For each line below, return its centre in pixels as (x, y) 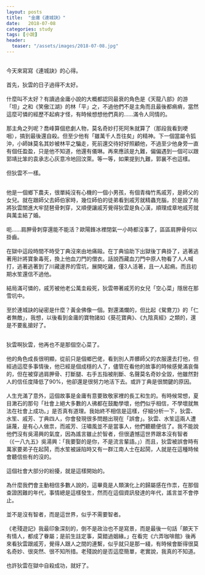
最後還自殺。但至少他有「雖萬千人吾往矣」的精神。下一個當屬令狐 (113, 136)
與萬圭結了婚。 (25, 215)
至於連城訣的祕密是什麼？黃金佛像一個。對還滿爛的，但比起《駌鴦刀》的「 (100, 309)
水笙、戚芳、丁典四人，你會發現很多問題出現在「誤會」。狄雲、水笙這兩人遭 (101, 418)
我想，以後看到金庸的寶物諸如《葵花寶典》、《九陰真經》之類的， (110, 317)
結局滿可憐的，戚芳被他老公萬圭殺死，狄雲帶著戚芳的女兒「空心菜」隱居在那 (103, 288)
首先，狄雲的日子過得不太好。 (44, 85)
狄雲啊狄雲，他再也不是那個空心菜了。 (54, 344)
